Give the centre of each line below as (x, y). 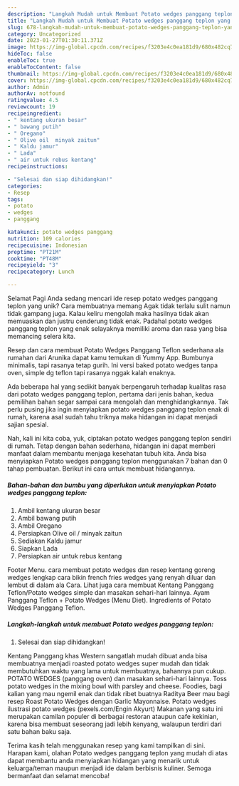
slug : (15, 27)
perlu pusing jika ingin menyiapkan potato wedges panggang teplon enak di (118, 409)
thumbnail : (23, 73)
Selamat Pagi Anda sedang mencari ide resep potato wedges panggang (113, 298)
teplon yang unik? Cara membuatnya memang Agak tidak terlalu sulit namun (119, 306)
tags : (15, 199)
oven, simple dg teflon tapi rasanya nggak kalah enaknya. (92, 373)
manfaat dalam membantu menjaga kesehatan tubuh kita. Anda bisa (107, 453)
